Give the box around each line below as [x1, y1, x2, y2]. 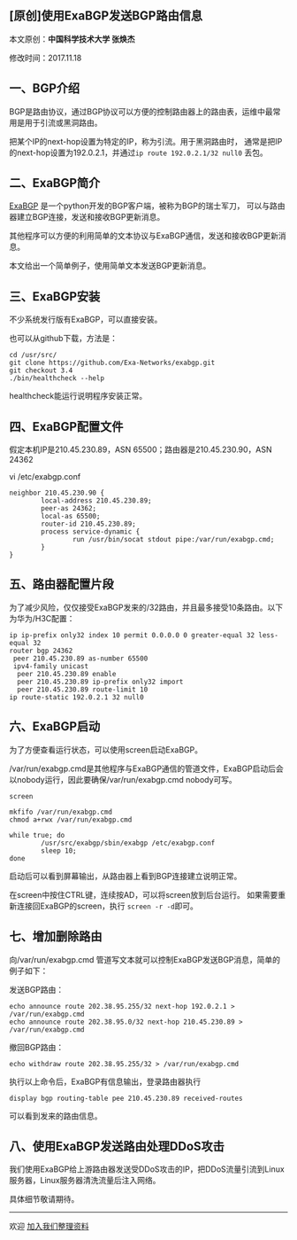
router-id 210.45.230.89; [41, 519, 137, 529]
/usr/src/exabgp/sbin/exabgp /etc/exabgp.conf [41, 838, 216, 847]
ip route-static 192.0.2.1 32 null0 [9, 692, 144, 702]
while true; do [9, 831, 65, 839]
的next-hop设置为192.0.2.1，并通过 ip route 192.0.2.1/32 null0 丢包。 [9, 147, 268, 158]
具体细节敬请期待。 [9, 1194, 80, 1205]
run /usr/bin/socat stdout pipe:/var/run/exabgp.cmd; [72, 535, 275, 544]
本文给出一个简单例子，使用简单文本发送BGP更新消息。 [9, 261, 211, 271]
